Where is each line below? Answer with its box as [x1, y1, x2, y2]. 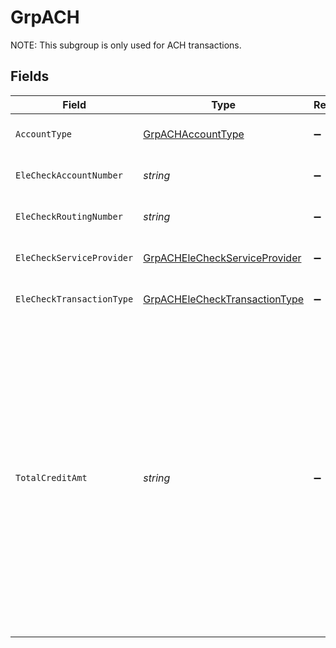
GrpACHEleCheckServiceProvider [143, 251, 302, 265]
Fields [10, 68, 50, 85]
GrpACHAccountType [143, 127, 245, 141]
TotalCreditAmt [15, 472, 88, 483]
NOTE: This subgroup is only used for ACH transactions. [10, 39, 242, 51]
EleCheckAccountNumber [15, 169, 123, 181]
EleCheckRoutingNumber [15, 211, 123, 222]
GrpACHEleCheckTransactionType [143, 292, 305, 306]
